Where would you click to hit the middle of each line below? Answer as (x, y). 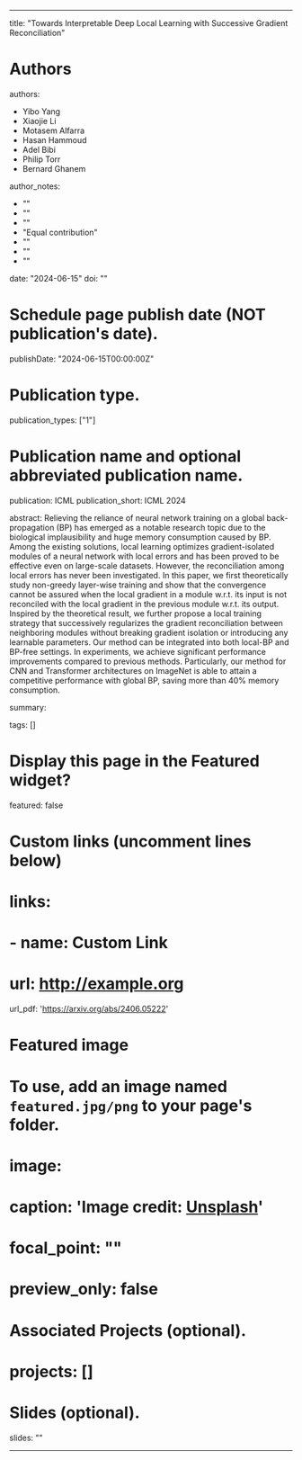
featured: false (36, 805)
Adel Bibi (39, 149)
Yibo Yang (41, 111)
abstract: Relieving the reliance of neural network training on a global (137, 517)
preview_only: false (84, 1290)
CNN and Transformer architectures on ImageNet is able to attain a (133, 670)
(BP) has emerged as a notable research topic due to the (161, 527)
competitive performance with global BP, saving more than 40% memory (144, 680)
